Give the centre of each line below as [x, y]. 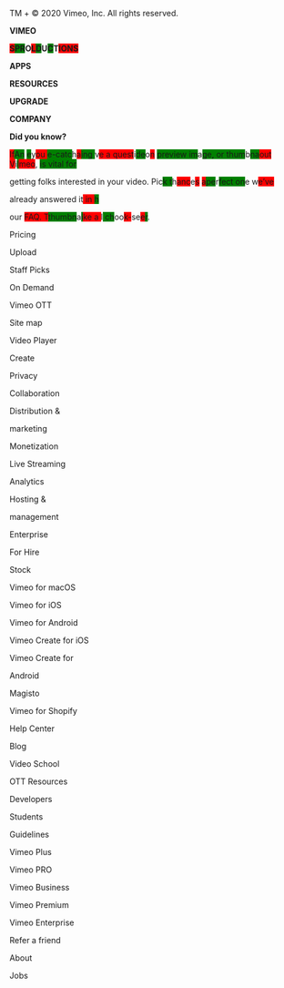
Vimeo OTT [31, 305]
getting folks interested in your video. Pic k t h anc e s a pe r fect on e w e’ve [142, 182]
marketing [28, 428]
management [34, 517]
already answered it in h [55, 199]
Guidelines [30, 834]
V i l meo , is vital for [43, 164]
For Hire [25, 552]
